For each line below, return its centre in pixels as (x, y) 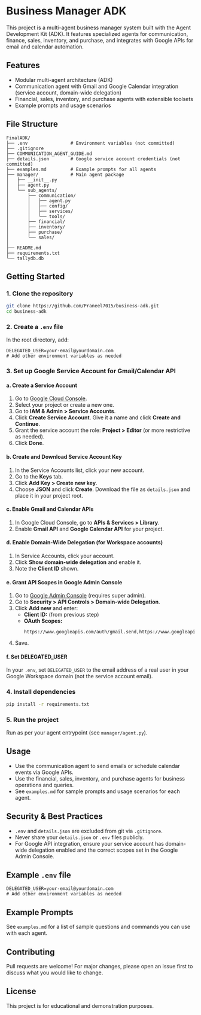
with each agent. (27, 933)
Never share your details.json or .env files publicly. (79, 837)
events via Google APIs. (44, 772)
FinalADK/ (19, 138)
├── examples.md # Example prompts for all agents (81, 169)
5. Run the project (32, 720)
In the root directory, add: (38, 340)
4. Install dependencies (41, 692)
